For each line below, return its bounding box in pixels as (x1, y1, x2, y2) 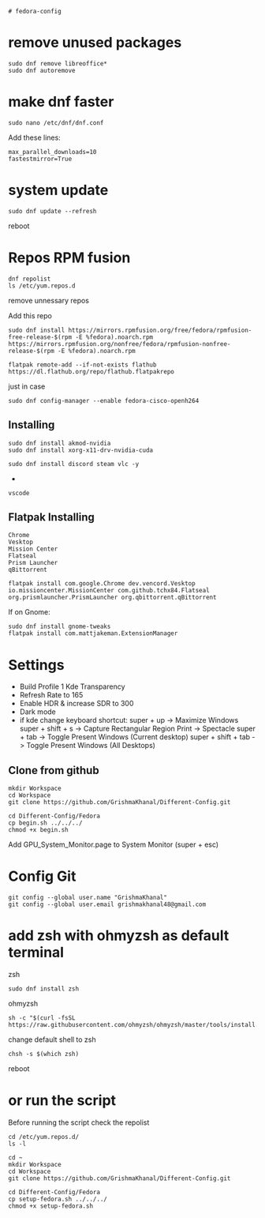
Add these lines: (8, 133, 61, 142)
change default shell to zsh (8, 1035, 96, 1044)
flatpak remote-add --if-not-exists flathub (8, 360, 157, 369)
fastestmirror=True (8, 155, 73, 163)
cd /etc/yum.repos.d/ (8, 1133, 80, 1141)
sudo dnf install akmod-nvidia (8, 439, 111, 447)
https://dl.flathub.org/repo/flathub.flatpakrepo (8, 367, 175, 375)
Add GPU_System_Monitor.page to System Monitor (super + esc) (8, 840, 219, 849)
